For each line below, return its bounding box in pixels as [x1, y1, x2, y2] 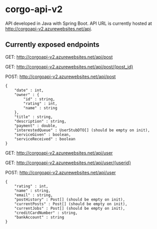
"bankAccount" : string [14, 214, 65, 220]
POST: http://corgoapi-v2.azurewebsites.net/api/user [5, 169, 116, 175]
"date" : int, [14, 88, 44, 93]
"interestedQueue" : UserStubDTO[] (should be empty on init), [14, 128, 150, 133]
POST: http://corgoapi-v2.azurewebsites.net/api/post [5, 73, 116, 80]
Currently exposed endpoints [5, 41, 100, 49]
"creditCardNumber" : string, [14, 210, 78, 215]
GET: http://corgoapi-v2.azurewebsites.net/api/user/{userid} [5, 160, 131, 166]
